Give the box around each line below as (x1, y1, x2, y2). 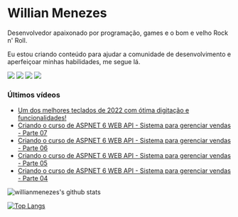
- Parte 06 (17, 144, 48, 152)
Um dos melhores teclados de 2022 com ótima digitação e (17, 106, 190, 115)
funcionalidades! (17, 114, 67, 122)
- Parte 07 (17, 129, 48, 137)
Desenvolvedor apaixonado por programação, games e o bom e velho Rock (7, 28, 229, 37)
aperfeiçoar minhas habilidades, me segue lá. (7, 57, 141, 65)
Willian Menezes (7, 5, 107, 21)
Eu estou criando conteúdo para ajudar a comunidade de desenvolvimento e (7, 50, 232, 58)
